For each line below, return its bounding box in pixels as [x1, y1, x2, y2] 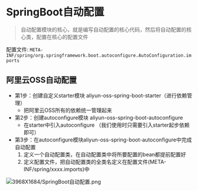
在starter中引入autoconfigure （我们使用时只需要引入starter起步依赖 [23, 121, 190, 129]
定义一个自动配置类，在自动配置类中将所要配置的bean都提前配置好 [23, 151, 186, 158]
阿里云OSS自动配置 [6, 75, 77, 85]
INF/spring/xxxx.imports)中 [23, 166, 90, 173]
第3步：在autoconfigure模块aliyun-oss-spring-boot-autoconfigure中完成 [14, 136, 192, 143]
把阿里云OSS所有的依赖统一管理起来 [23, 107, 112, 114]
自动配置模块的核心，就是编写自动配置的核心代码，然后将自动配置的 [20, 26, 187, 33]
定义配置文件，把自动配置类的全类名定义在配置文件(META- [23, 158, 167, 165]
